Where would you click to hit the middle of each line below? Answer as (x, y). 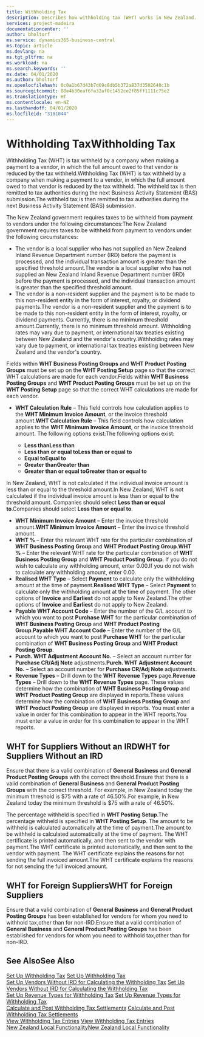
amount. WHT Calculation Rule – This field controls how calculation (99, 421)
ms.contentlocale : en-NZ (38, 102)
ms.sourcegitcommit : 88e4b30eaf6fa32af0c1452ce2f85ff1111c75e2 (88, 91)
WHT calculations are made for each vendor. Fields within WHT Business (98, 377)
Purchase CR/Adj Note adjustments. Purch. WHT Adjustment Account (104, 663)
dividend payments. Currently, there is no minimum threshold (91, 320)
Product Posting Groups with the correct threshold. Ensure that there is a (97, 777)
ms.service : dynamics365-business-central (61, 40)
